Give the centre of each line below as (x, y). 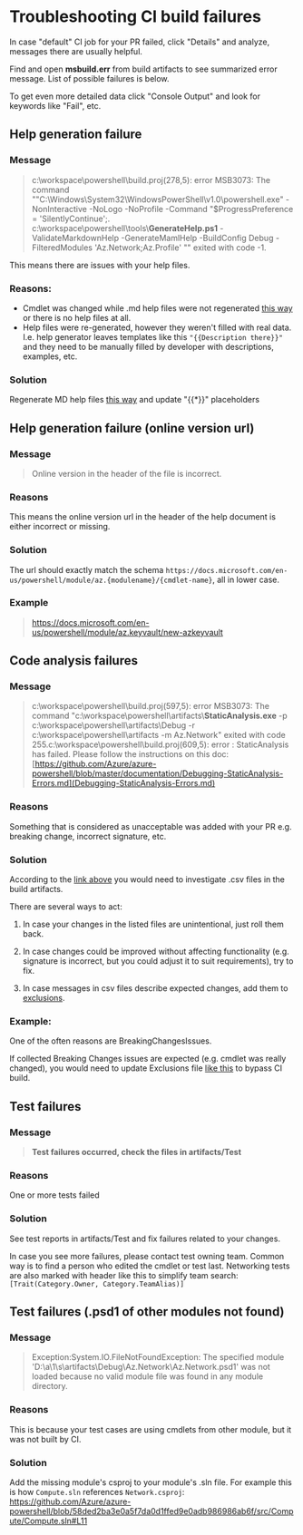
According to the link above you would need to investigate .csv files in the (147, 879)
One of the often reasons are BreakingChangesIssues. (111, 1041)
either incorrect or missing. (60, 527)
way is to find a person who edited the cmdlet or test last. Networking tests (150, 1266)
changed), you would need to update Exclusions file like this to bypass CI (146, 1068)
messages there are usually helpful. (76, 51)
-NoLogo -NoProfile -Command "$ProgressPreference (191, 209)
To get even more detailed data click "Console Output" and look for (135, 96)
